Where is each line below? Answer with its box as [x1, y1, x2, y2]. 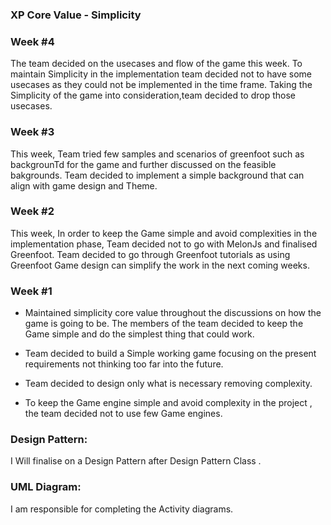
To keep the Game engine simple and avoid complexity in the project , [24, 397, 313, 409]
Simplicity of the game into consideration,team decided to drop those [10, 89, 297, 102]
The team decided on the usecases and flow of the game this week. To [10, 58, 303, 70]
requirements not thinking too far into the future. [24, 358, 224, 370]
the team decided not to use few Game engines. [24, 408, 223, 420]
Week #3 [10, 125, 55, 139]
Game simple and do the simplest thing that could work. [24, 328, 255, 340]
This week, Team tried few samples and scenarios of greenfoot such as [10, 148, 305, 160]
